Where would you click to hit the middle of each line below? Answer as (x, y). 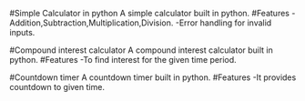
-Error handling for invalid (224, 23)
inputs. (22, 32)
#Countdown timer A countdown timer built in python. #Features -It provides (153, 77)
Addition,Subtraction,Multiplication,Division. (91, 23)
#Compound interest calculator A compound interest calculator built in (141, 50)
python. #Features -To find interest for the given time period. (123, 60)
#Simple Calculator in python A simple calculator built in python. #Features (149, 13)
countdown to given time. (57, 87)
